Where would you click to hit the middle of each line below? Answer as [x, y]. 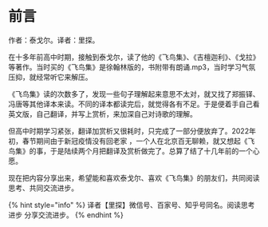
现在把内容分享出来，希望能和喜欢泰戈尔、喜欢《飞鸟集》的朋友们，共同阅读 [134, 177]
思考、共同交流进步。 [43, 188]
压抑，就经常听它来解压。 [50, 77]
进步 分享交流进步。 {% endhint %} [66, 215]
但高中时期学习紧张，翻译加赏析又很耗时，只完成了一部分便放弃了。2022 [129, 131]
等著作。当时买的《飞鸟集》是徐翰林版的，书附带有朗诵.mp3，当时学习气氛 [132, 67]
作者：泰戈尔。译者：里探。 [54, 40]
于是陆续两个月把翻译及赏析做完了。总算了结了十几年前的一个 [151, 151]
